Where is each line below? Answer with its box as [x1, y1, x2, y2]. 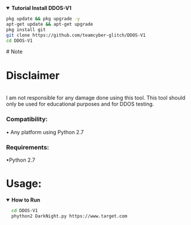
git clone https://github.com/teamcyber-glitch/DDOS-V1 [6, 32, 146, 38]
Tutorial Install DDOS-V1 [11, 5, 72, 11]
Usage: [6, 177, 42, 190]
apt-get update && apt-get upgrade [6, 21, 93, 27]
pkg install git [6, 26, 46, 33]
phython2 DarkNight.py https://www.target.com [11, 213, 128, 219]
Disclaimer [6, 69, 60, 82]
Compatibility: [6, 115, 48, 124]
